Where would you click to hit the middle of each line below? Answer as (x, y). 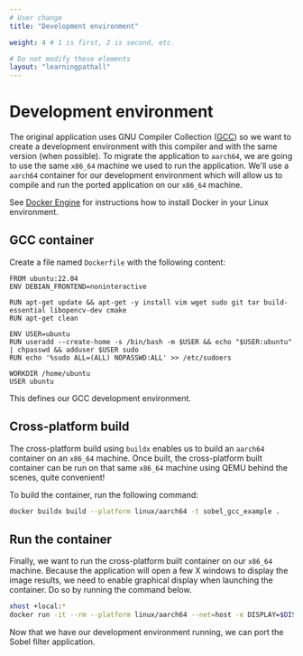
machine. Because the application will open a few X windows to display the (149, 571)
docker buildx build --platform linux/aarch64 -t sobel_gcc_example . (145, 511)
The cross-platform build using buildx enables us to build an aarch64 (137, 448)
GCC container (52, 240)
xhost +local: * (38, 606)
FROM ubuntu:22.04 (44, 278)
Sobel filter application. (52, 642)
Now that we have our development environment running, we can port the (147, 633)
